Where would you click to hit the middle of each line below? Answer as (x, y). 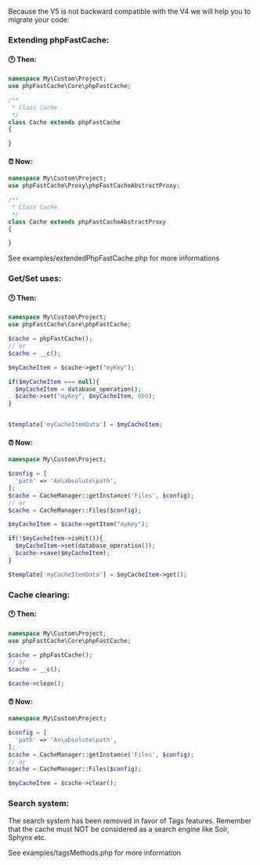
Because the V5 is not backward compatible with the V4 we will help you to (130, 11)
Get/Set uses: (35, 279)
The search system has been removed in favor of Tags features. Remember (130, 820)
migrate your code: (39, 20)
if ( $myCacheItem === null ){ (54, 381)
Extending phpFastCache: (59, 40)
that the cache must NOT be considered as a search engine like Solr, (119, 829)
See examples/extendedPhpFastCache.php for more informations (114, 258)
